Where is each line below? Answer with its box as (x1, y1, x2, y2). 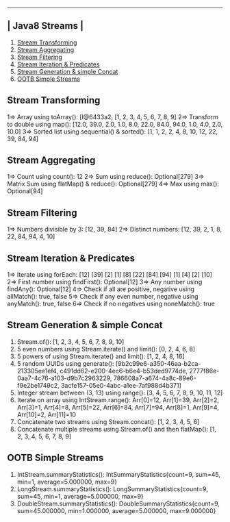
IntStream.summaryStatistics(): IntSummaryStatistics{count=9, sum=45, (16, 470, 221, 478)
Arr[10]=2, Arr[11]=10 (16, 410, 77, 419)
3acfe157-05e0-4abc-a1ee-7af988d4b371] (60, 381, 181, 389)
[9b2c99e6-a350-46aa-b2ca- (115, 359, 201, 367)
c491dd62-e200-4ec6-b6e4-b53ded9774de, (60, 366, 188, 375)
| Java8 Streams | (7, 20, 84, 32)
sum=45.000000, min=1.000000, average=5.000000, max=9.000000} (16, 506, 216, 514)
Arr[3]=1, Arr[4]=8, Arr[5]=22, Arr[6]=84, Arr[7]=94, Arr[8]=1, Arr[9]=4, (16, 403, 219, 411)
